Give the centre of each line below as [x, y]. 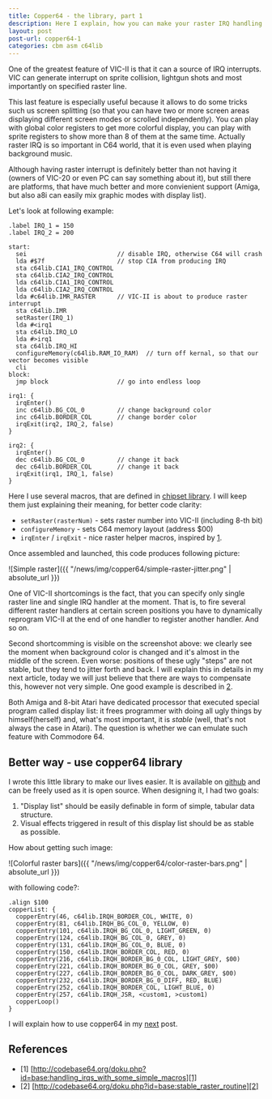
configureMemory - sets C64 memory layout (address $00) [117, 529]
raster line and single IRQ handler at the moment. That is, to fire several [127, 602]
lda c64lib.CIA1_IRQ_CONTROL [65, 283]
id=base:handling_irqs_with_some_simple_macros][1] [108, 1077]
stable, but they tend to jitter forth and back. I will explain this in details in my [136, 669]
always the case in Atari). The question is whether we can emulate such [128, 728]
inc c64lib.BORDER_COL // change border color [106, 417]
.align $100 [28, 902]
